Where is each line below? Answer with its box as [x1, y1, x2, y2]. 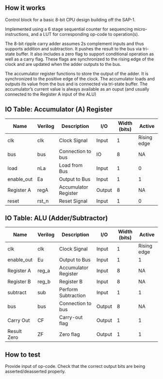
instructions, [5, 31, 30, 37]
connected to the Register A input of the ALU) [5, 91, 97, 97]
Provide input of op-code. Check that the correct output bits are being [5, 363, 146, 369]
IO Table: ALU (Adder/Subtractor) [5, 214, 108, 222]
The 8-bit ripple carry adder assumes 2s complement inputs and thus [5, 41, 144, 47]
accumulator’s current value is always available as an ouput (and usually [5, 86, 149, 92]
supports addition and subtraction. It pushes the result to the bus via [5, 46, 142, 51]
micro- [133, 26, 147, 32]
